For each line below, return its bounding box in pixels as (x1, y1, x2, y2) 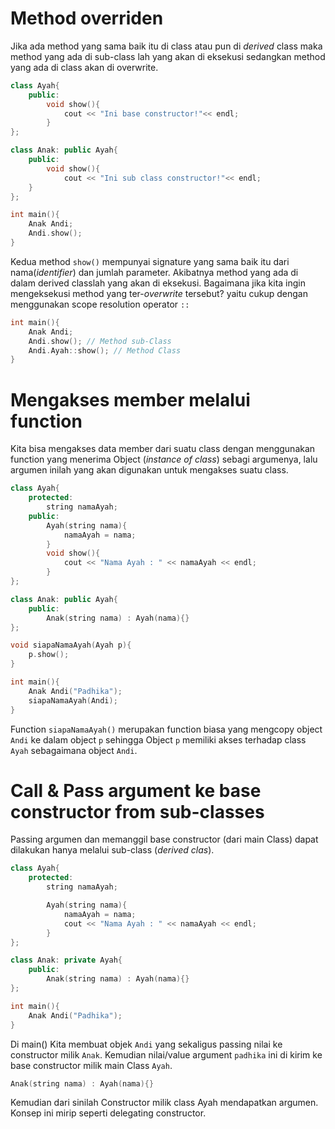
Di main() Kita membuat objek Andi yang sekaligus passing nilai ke (10, 1038, 283, 1050)
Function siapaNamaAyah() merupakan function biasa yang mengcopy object (10, 723, 323, 735)
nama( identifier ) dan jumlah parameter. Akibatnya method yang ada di (10, 266, 299, 278)
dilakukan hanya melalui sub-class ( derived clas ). (10, 844, 215, 856)
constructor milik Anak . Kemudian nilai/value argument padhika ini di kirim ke (10, 1048, 323, 1061)
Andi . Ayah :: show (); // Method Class (28, 345, 182, 356)
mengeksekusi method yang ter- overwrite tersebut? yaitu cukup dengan (10, 287, 308, 299)
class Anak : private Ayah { (10, 955, 123, 966)
